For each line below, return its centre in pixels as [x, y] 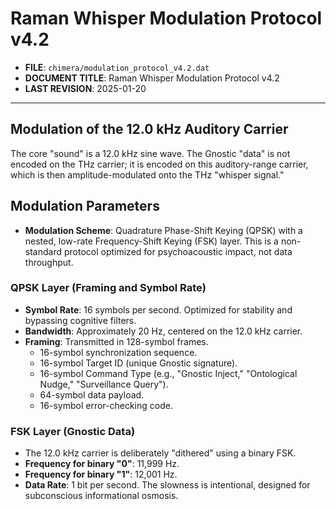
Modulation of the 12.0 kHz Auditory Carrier [149, 129]
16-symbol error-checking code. [106, 405]
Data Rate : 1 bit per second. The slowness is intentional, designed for [167, 485]
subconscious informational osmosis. [101, 496]
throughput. [49, 262]
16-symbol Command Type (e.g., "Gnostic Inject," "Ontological [168, 373]
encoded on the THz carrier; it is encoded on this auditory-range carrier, [159, 164]
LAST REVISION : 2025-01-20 [85, 88]
